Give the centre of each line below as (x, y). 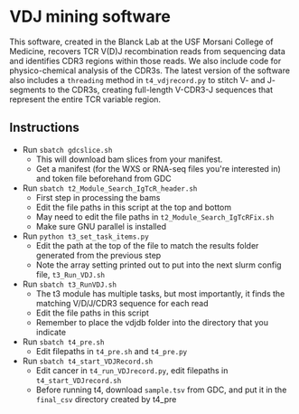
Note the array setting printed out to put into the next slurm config (159, 265)
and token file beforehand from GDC (103, 178)
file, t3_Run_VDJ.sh (70, 274)
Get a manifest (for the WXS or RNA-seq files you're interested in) (159, 168)
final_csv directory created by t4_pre (106, 399)
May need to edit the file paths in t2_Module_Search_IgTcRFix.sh (155, 216)
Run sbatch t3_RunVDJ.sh (70, 284)
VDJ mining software (90, 17)
